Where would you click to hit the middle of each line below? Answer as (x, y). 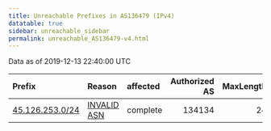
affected (144, 87)
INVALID (103, 105)
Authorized (193, 82)
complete (145, 110)
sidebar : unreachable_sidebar (59, 31)
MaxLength (245, 87)
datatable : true (35, 23)
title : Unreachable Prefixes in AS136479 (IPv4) (92, 16)
